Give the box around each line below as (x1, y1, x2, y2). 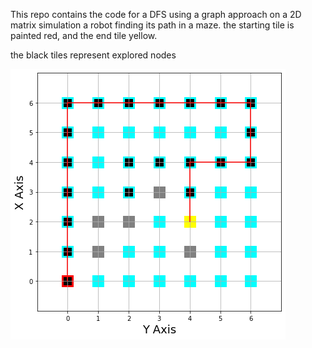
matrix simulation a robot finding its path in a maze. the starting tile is (10, 19, 295, 31)
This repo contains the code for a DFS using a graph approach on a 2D (10, 9, 302, 20)
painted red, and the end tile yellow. (10, 30, 158, 41)
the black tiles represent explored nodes (10, 49, 177, 61)
